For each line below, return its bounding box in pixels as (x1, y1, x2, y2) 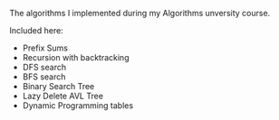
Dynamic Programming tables (22, 100, 134, 111)
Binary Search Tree (22, 81, 95, 91)
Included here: (9, 25, 63, 35)
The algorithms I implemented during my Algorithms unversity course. (9, 8, 271, 18)
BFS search (22, 71, 66, 82)
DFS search (22, 62, 66, 72)
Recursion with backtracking (22, 52, 130, 62)
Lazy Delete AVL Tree (22, 90, 104, 101)
